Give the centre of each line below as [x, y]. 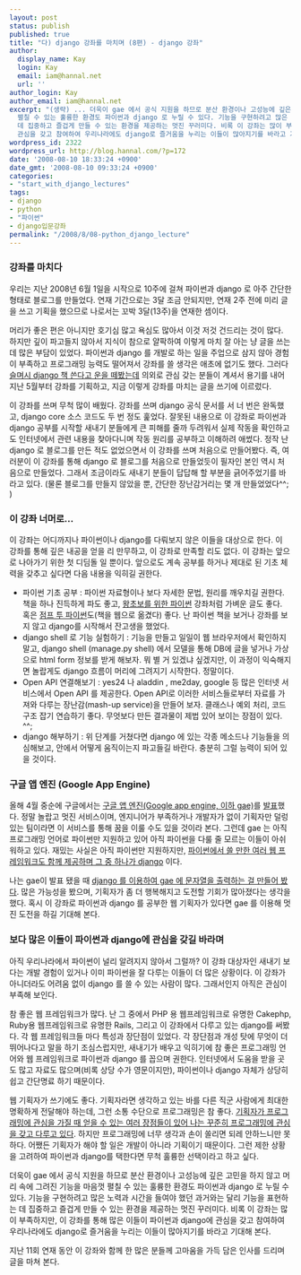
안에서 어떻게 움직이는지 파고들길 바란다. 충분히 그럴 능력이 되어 [167, 747]
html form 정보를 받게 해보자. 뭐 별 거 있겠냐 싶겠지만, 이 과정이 [150, 659]
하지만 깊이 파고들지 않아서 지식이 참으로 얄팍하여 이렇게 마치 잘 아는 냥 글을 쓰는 [150, 341]
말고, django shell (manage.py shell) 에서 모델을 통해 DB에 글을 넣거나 [147, 648]
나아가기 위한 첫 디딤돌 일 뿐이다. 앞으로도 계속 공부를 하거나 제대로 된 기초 [149, 562]
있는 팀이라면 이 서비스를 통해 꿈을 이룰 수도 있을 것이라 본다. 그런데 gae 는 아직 [148, 828]
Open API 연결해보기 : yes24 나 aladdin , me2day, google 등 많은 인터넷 [151, 681]
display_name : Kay [52, 59]
